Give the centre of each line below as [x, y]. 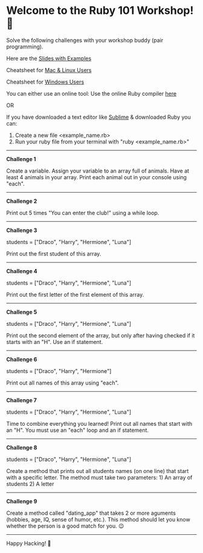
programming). [25, 47]
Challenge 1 [21, 159]
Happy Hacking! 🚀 [29, 543]
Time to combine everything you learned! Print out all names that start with [99, 423]
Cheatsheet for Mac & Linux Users [49, 70]
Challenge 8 [22, 447]
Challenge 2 [22, 201]
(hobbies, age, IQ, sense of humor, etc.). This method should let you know [98, 519]
